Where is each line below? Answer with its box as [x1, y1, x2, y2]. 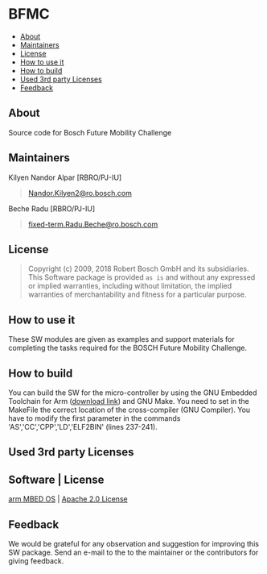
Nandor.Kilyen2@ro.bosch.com [27, 188, 133, 198]
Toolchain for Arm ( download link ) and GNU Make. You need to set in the [8, 397, 249, 406]
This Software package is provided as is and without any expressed [27, 272, 256, 282]
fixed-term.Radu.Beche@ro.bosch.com [27, 219, 158, 229]
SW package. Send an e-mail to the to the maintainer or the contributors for [8, 547, 259, 557]
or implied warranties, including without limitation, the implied [27, 281, 232, 291]
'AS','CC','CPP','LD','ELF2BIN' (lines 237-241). [8, 422, 158, 431]
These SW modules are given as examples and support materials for [8, 335, 235, 344]
